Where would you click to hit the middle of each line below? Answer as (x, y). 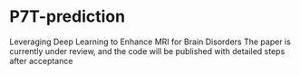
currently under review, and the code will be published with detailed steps (147, 51)
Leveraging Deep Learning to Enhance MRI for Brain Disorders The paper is (150, 42)
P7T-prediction (67, 17)
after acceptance (41, 61)
